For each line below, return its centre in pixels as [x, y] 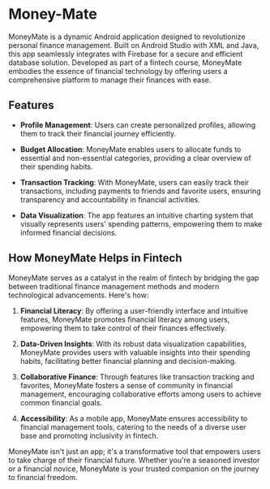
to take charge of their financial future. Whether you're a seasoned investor [134, 460]
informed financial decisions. [69, 232]
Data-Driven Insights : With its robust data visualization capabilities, [133, 344]
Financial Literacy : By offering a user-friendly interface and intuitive [134, 310]
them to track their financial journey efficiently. [98, 133]
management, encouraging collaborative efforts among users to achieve [141, 394]
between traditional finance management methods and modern [114, 286]
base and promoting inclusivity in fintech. [89, 435]
